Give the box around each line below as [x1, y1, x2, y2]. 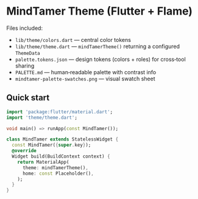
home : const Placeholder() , [22, 170, 94, 176]
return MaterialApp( [17, 159, 69, 165]
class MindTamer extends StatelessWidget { [6, 136, 119, 142]
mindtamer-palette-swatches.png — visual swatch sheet [15, 75, 155, 82]
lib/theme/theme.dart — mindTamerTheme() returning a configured [15, 43, 180, 50]
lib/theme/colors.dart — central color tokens [15, 36, 131, 43]
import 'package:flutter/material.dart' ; [6, 108, 113, 115]
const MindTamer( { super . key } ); [12, 142, 91, 148]
